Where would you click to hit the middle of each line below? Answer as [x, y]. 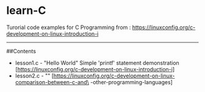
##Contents [21, 51]
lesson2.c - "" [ [34, 76]
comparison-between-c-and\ [52, 82]
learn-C [26, 11]
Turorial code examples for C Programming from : [69, 27]
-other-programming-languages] [131, 82]
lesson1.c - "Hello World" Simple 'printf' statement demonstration [97, 63]
